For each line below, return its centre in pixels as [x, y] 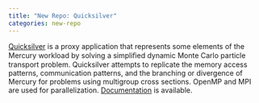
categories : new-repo [45, 23]
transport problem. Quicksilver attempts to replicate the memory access [128, 64]
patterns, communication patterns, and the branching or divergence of [126, 72]
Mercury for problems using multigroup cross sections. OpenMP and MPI [130, 81]
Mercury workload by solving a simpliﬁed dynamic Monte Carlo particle [127, 55]
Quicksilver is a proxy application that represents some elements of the [126, 46]
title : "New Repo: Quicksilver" [63, 16]
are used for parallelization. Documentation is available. [100, 90]
